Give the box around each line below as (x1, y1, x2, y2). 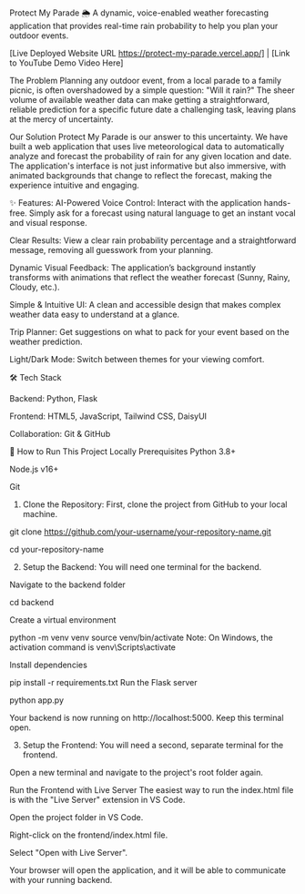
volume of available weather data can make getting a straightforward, (9, 95, 270, 105)
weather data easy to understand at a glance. (9, 309, 180, 320)
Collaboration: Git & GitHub (9, 429, 111, 439)
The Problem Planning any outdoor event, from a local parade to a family (9, 76, 282, 86)
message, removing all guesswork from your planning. (9, 245, 214, 255)
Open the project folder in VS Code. (9, 812, 144, 822)
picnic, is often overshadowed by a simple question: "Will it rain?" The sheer (9, 85, 295, 96)
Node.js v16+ (9, 463, 59, 474)
